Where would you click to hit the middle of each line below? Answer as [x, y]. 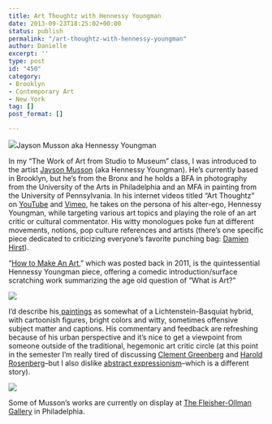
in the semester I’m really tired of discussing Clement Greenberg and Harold [136, 355]
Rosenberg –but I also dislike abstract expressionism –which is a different [129, 363]
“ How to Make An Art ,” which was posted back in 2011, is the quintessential [134, 263]
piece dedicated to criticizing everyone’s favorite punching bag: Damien [129, 239]
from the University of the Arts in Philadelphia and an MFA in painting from [133, 187]
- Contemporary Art [41, 91]
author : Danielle [38, 46]
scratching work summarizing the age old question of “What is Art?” [122, 280]
